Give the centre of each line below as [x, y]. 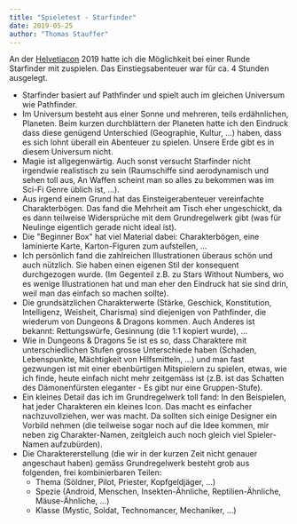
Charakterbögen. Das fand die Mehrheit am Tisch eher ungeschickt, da [152, 209]
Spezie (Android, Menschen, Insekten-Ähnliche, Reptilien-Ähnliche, [158, 492]
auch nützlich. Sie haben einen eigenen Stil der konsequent [130, 265]
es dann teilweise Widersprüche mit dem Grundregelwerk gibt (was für [152, 218]
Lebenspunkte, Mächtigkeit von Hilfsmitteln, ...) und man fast [133, 360]
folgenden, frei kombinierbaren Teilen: [92, 472]
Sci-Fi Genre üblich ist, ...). [70, 190]
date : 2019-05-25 [41, 26]
